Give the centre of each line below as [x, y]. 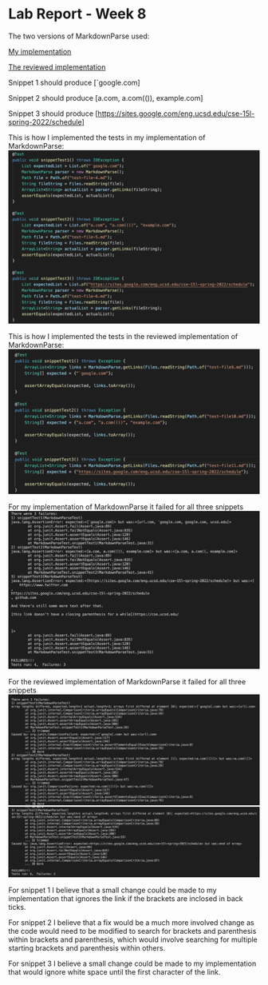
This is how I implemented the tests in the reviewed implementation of [123, 337]
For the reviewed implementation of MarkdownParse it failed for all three [127, 682]
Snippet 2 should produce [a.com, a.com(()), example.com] [106, 98]
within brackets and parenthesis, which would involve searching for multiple [133, 939]
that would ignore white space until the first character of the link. [114, 972]
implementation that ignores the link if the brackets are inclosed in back [126, 899]
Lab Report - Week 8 [77, 14]
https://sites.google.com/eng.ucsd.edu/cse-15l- [176, 114]
